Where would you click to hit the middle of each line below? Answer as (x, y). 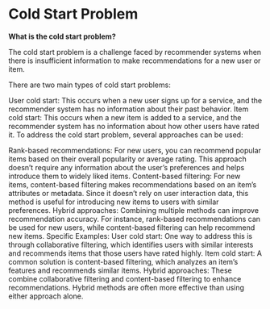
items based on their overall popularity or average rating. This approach (128, 159)
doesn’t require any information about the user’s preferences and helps (127, 167)
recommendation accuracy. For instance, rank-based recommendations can (134, 219)
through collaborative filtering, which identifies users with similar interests (131, 244)
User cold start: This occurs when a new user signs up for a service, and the (135, 100)
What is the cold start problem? (62, 36)
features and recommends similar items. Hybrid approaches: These (120, 270)
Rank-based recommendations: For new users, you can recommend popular (135, 150)
